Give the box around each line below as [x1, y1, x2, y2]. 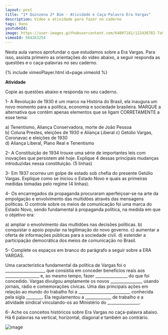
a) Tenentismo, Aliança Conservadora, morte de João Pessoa [5, 124, 132, 130]
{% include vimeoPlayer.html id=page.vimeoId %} [5, 69, 107, 75]
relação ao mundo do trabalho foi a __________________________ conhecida [5, 288, 153, 294]
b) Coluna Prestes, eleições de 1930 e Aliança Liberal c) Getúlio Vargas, [5, 129, 153, 135]
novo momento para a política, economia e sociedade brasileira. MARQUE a [5, 104, 161, 110]
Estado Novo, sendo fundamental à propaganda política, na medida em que [5, 206, 161, 212]
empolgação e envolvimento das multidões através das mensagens [5, 196, 144, 202]
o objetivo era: [5, 211, 35, 218]
